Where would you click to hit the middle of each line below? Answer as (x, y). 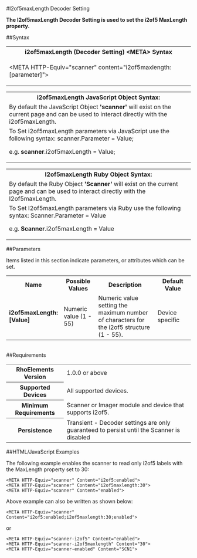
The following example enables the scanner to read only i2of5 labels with (94, 463)
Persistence (35, 430)
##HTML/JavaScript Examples (43, 452)
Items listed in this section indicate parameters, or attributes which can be (95, 260)
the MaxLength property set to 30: (48, 469)
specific (169, 320)
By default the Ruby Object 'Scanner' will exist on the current (94, 184)
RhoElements (35, 369)
